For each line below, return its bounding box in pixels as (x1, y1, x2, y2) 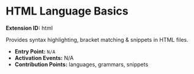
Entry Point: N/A (14, 47, 56, 55)
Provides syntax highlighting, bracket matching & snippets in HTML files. (6, 36, 188, 43)
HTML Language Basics (6, 4, 129, 18)
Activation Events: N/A (14, 54, 74, 61)
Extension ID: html (6, 24, 53, 32)
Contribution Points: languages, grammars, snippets (14, 61, 149, 68)
